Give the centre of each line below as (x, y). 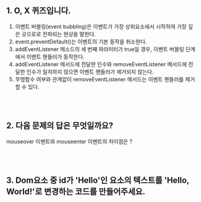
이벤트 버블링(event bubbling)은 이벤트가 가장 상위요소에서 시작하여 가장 (101, 27)
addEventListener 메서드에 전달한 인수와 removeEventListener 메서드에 (101, 64)
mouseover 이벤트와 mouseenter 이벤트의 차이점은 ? (69, 141)
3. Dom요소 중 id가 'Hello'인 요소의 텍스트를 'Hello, (98, 181)
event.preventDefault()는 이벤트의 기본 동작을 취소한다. (81, 42)
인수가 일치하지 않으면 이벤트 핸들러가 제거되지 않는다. (90, 72)
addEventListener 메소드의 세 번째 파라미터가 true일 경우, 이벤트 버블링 (100, 49)
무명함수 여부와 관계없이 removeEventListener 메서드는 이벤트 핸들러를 (99, 79)
